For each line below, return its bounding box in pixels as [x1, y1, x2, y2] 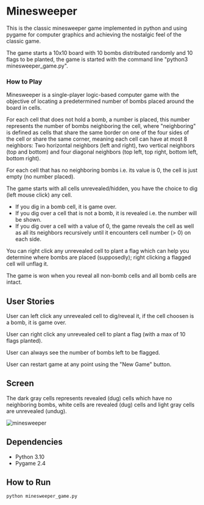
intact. [6, 278, 23, 286]
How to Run [6, 477, 51, 488]
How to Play [6, 77, 43, 86]
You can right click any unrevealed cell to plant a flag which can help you [6, 247, 190, 255]
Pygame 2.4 [15, 459, 46, 467]
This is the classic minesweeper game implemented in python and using [6, 24, 188, 32]
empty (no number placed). [6, 173, 75, 180]
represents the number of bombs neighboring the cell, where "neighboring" [6, 122, 196, 130]
